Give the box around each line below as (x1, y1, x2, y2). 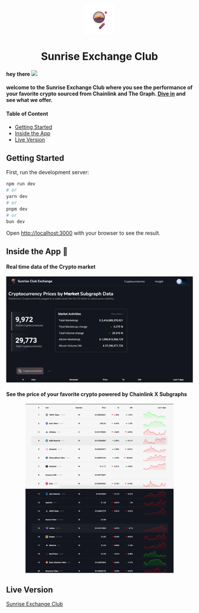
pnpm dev (6, 206, 28, 212)
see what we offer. (6, 97, 53, 104)
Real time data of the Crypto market (6, 263, 96, 270)
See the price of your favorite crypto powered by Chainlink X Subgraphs (6, 390, 188, 398)
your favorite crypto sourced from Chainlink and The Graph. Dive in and (6, 90, 186, 97)
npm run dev (6, 181, 36, 187)
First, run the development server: (6, 169, 89, 176)
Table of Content (6, 110, 49, 117)
